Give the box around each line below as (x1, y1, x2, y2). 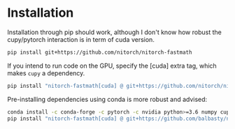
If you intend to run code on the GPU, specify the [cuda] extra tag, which (7, 61, 217, 70)
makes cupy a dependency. (7, 68, 85, 77)
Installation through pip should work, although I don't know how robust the (7, 28, 222, 36)
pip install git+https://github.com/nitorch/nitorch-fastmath (7, 49, 192, 56)
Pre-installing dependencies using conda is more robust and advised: (7, 95, 208, 103)
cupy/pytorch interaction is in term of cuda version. (7, 35, 155, 43)
